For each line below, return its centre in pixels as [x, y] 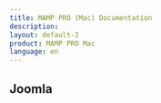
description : [34, 26]
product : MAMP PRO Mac [52, 43]
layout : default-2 [44, 35]
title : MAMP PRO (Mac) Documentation [81, 18]
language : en [34, 52]
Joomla [31, 89]
